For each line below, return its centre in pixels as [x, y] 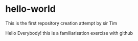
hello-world [31, 9]
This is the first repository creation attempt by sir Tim [61, 23]
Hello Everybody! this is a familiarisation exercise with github [69, 33]
